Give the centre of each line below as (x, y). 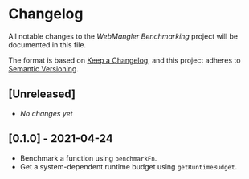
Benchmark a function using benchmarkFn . (88, 158)
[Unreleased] (42, 94)
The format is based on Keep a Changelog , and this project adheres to (124, 60)
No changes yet (47, 113)
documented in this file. (47, 44)
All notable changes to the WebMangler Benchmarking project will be (123, 36)
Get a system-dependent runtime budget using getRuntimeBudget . (129, 166)
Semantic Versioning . (43, 68)
